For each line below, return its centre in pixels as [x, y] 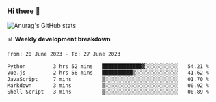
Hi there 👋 [24, 11]
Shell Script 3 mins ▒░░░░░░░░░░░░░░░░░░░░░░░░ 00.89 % [108, 92]
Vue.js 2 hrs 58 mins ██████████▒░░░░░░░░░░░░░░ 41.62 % [108, 73]
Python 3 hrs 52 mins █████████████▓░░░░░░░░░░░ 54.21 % [108, 67]
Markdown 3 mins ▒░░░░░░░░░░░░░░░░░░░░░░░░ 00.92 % [108, 85]
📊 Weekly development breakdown [59, 39]
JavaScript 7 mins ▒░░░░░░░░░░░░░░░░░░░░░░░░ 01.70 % [108, 79]
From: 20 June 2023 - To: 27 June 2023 [64, 54]
